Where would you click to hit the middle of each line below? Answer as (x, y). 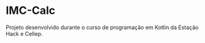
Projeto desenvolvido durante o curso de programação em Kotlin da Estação (102, 27)
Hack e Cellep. (24, 33)
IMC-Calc (31, 11)
